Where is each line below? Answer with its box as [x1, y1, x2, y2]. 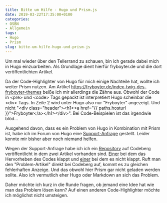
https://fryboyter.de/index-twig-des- [70, 83, 146, 90]
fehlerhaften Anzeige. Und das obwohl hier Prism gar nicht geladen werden [5, 167, 160, 173]
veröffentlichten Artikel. [5, 68, 53, 75]
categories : [5, 16, 30, 21]
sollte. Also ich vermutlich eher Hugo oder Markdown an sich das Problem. [5, 172, 159, 178]
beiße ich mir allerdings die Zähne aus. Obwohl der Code [42, 89, 160, 95]
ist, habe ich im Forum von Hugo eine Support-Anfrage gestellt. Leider [5, 130, 150, 136]
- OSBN [5, 21, 19, 26]
